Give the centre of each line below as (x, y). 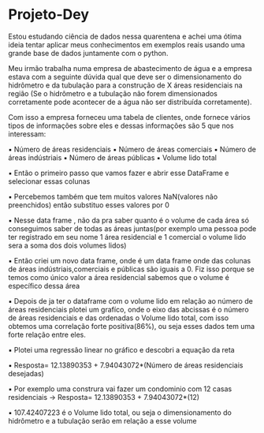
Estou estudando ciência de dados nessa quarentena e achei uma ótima (125, 36)
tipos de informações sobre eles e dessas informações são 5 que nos (121, 125)
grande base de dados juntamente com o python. (88, 53)
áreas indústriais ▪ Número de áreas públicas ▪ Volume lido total (112, 157)
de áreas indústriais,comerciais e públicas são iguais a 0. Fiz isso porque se (131, 269)
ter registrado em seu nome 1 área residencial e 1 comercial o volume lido (127, 237)
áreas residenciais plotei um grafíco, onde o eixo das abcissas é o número (129, 309)
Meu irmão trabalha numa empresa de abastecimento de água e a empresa (130, 68)
